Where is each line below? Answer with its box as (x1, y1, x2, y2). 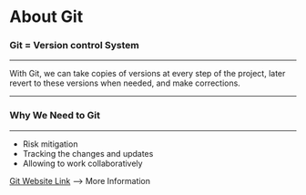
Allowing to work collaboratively (22, 158, 143, 169)
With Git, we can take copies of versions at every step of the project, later (9, 68, 286, 79)
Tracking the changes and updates (22, 148, 154, 159)
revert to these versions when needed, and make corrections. (9, 77, 241, 88)
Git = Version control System (9, 39, 139, 52)
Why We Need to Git (9, 109, 100, 122)
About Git (9, 6, 84, 27)
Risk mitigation (22, 139, 78, 149)
